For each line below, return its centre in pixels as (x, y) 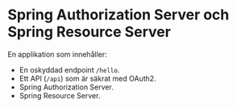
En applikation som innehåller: (57, 54)
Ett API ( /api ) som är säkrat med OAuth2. (87, 78)
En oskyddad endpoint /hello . (69, 69)
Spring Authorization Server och (118, 15)
